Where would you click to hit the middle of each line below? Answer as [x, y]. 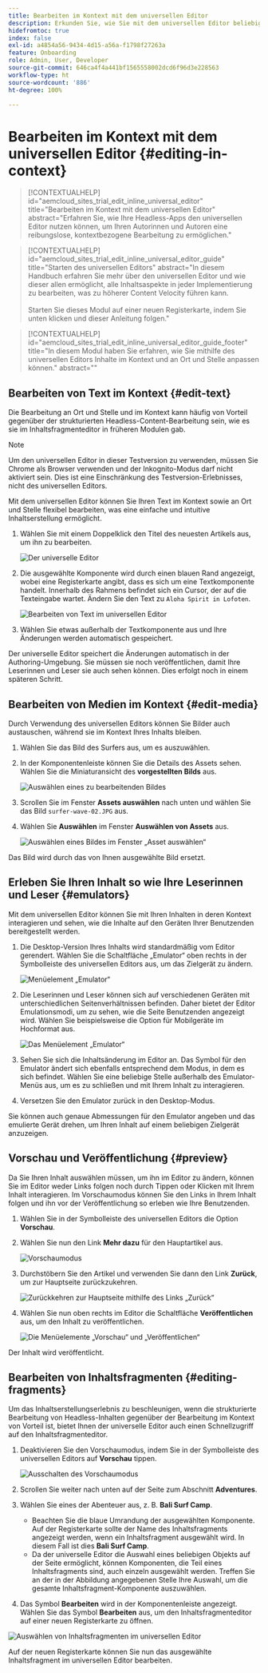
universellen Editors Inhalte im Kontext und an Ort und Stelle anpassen [143, 360]
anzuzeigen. [29, 1133]
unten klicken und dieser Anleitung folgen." [99, 319]
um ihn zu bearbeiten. [56, 542]
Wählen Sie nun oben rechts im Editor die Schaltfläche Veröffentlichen [136, 1313]
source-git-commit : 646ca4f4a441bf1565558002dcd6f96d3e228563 [114, 68]
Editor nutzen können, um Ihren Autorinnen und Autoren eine [128, 227]
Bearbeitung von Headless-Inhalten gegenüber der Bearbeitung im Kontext [132, 1418]
